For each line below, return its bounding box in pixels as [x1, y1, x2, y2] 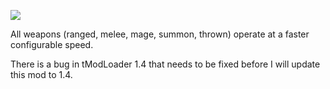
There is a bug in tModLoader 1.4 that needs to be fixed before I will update [10, 58, 321, 70]
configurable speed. [10, 39, 94, 50]
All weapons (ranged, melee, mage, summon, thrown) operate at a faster [10, 28, 310, 40]
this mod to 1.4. [10, 69, 73, 80]
